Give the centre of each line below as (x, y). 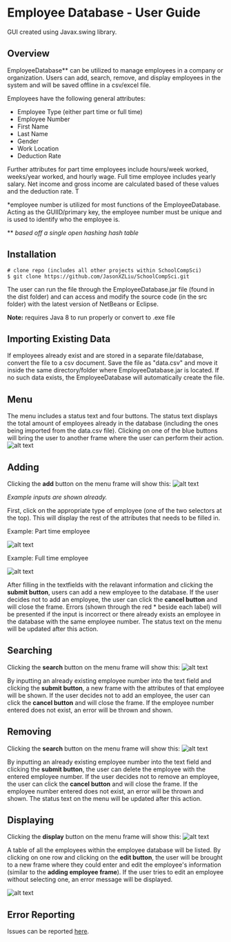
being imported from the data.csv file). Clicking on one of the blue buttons (113, 431)
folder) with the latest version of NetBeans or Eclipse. (83, 304)
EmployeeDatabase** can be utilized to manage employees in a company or (115, 70)
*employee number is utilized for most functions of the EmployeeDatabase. (114, 205)
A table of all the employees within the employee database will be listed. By (114, 850)
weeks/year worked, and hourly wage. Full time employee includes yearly (111, 176)
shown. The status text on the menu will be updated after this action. (104, 798)
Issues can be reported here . (48, 932)
